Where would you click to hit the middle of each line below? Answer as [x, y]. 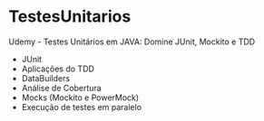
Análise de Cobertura [61, 88]
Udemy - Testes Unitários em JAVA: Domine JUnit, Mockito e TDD [132, 42]
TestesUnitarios [70, 17]
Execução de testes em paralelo [82, 107]
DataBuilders [45, 78]
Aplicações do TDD [58, 69]
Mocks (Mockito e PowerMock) [80, 98]
